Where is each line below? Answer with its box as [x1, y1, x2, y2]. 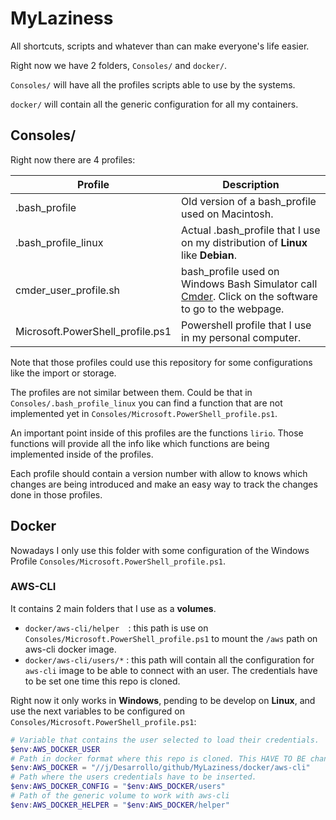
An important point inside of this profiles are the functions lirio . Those [10, 427, 304, 439]
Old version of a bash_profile [181, 194, 317, 208]
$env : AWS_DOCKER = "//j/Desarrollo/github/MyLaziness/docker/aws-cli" [10, 763, 311, 773]
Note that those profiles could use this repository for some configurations [10, 356, 313, 368]
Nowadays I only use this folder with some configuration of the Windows [10, 544, 310, 556]
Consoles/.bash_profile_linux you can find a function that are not [10, 397, 283, 409]
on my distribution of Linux [181, 235, 308, 249]
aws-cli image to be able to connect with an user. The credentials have [24, 664, 318, 676]
